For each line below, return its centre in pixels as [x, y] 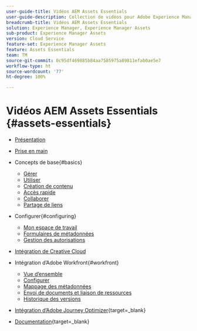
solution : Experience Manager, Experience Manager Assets [78, 28]
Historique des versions [52, 299]
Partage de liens [43, 205]
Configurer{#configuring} [45, 216]
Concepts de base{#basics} [48, 162]
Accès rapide [39, 192]
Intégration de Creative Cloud [50, 251]
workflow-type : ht [28, 66]
